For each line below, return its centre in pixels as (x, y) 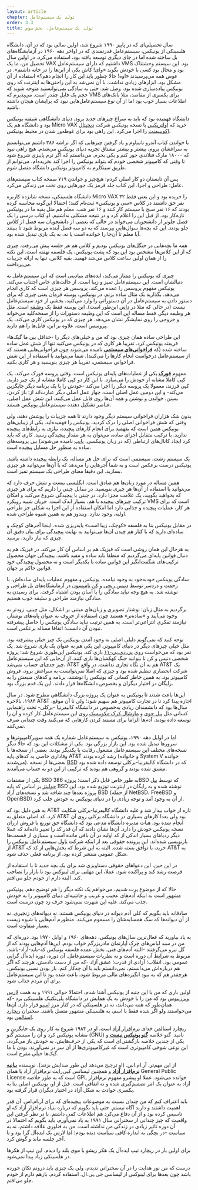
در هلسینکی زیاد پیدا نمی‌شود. (39, 1156)
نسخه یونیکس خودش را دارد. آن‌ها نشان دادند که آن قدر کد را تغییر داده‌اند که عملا (95, 829)
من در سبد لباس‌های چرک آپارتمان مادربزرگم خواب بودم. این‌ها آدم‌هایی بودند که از (96, 943)
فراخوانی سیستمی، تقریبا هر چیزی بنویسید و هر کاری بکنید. (71, 362)
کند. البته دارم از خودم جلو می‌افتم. (44, 878)
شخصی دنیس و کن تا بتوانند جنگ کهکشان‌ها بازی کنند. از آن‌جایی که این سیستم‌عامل (98, 658)
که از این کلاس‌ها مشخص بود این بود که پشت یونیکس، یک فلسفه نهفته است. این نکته (99, 252)
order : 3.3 (20, 22)
